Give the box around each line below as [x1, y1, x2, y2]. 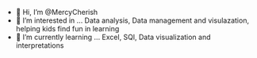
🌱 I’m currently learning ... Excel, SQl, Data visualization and [15, 32, 212, 42]
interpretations [15, 41, 64, 50]
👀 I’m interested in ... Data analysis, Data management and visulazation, [15, 16, 250, 25]
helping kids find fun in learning [15, 24, 120, 33]
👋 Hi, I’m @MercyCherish [15, 8, 98, 16]
